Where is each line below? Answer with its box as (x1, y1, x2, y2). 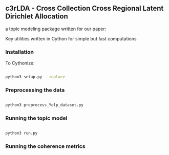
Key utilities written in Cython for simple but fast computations (5, 35, 137, 41)
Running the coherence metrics (5, 143, 86, 150)
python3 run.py (5, 130, 38, 136)
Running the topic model (5, 115, 68, 122)
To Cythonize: (5, 60, 35, 66)
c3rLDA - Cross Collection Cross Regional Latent (5, 4, 164, 13)
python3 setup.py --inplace (5, 74, 66, 80)
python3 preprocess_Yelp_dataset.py (5, 102, 83, 108)
